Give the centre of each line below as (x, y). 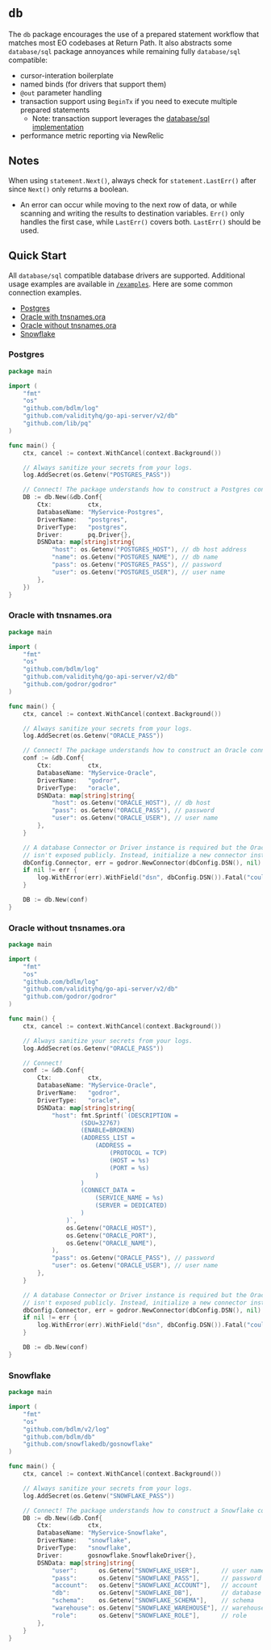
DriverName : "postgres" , (83, 519)
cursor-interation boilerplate (67, 75)
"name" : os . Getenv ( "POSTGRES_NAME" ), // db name (135, 557)
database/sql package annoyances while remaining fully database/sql (125, 51)
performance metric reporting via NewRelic (92, 136)
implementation (58, 127)
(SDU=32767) (100, 1123)
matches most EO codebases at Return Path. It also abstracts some (120, 43)
